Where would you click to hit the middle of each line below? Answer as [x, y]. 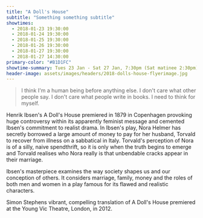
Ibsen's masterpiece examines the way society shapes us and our [88, 172]
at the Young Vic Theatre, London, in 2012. [60, 209]
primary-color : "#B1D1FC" [39, 62]
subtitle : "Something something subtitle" [60, 17]
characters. [21, 191]
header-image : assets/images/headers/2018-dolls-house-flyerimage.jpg [97, 73]
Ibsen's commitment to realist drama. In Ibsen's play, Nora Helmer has [94, 128]
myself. [30, 104]
